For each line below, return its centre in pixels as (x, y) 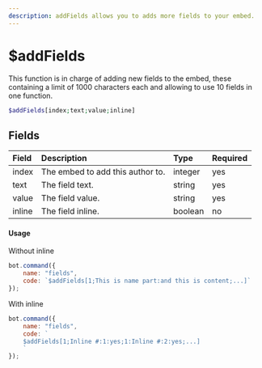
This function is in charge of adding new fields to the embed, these (120, 78)
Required (230, 159)
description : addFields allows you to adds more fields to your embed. (131, 16)
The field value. (70, 198)
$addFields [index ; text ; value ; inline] (72, 110)
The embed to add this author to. (103, 172)
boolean (188, 211)
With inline (26, 303)
